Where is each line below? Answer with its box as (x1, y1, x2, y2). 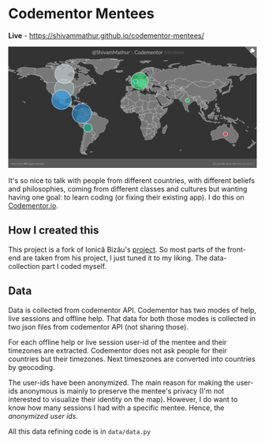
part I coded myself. (41, 261, 107, 271)
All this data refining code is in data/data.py (8, 427, 151, 436)
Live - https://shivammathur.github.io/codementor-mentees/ (8, 31, 204, 40)
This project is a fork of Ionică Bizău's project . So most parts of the (8, 244, 226, 254)
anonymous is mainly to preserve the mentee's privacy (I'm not (19, 386, 225, 395)
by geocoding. (8, 362, 55, 371)
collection (8, 261, 40, 271)
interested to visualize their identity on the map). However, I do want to (8, 394, 238, 404)
